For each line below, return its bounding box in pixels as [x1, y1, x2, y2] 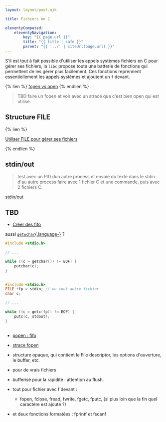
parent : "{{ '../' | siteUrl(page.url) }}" [23, 44, 115, 49]
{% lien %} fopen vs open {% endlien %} [5, 83, 89, 89]
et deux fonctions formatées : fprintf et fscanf [12, 411, 106, 417]
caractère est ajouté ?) [19, 401, 66, 407]
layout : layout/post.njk [5, 7, 57, 13]
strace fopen [12, 342, 39, 348]
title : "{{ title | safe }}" [23, 40, 84, 45]
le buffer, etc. [12, 357, 40, 363]
